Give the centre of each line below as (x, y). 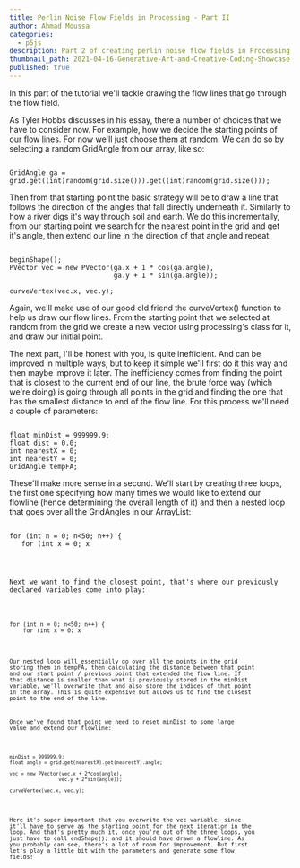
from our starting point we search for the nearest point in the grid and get (145, 226)
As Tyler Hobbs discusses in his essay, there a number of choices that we (146, 120)
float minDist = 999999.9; (60, 435)
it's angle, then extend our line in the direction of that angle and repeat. (140, 235)
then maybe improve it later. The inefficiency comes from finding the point (146, 372)
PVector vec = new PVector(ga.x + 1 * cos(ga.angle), (112, 267)
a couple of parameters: (54, 411)
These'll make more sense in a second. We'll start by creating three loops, (146, 483)
